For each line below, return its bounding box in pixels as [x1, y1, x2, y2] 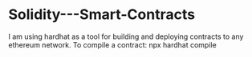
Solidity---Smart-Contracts [8, 6, 195, 24]
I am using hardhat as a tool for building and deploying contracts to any [8, 32, 244, 41]
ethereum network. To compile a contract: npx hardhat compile [8, 40, 217, 49]
